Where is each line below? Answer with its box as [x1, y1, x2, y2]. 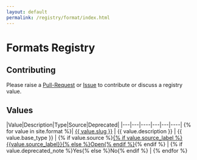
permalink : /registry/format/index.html [6, 15, 111, 21]
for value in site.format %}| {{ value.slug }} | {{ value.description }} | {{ [6, 128, 182, 135]
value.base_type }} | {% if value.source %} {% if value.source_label [6, 134, 174, 142]
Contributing [6, 65, 56, 75]
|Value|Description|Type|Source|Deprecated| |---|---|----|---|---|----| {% [6, 121, 192, 128]
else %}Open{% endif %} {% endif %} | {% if [71, 141, 183, 148]
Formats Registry [6, 41, 95, 55]
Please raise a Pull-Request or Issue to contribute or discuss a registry [6, 81, 183, 88]
